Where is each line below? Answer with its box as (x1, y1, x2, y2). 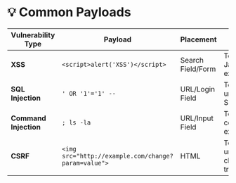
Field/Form (180, 64, 216, 74)
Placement (180, 34, 217, 44)
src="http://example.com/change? (62, 152, 173, 160)
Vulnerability (11, 30, 55, 39)
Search (180, 55, 204, 65)
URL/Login (180, 84, 216, 94)
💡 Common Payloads (7, 4, 131, 20)
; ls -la (62, 118, 91, 127)
